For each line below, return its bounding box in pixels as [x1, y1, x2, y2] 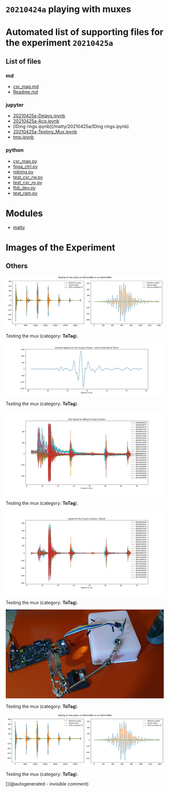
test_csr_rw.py [13, 174, 43, 180]
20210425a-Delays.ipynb [13, 113, 66, 119]
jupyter [6, 101, 24, 108]
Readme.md [13, 89, 38, 95]
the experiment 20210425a [6, 37, 113, 49]
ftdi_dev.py [13, 185, 36, 191]
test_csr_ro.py [13, 179, 42, 185]
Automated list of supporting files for [6, 27, 163, 38]
